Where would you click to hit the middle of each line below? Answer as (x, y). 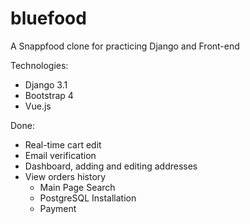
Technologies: (39, 65)
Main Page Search (77, 187)
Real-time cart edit (63, 144)
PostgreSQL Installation (88, 198)
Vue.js (38, 106)
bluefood (48, 18)
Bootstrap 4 (49, 95)
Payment (58, 208)
